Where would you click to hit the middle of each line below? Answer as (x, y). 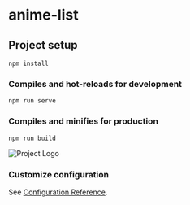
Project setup (43, 45)
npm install (28, 63)
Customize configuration (59, 174)
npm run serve (32, 101)
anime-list (43, 15)
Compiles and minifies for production (83, 121)
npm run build (32, 138)
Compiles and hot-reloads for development (95, 84)
